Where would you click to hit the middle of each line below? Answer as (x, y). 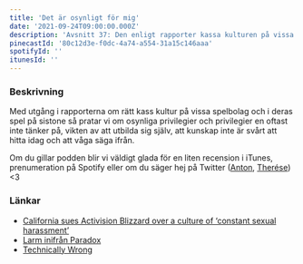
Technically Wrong (58, 249)
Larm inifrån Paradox (62, 240)
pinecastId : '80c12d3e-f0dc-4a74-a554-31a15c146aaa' (111, 43)
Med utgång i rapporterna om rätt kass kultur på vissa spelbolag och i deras (151, 112)
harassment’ (46, 230)
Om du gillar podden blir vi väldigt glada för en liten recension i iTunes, (142, 158)
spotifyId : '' (36, 52)
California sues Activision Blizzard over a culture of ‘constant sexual (149, 220)
